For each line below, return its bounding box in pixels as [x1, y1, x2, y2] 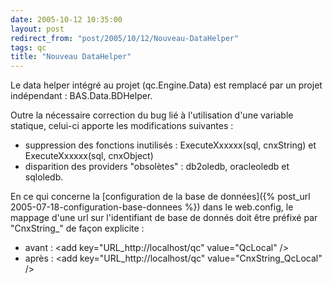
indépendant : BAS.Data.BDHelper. [10, 90, 153, 102]
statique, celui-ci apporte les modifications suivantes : [10, 120, 234, 132]
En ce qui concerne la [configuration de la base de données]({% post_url [10, 191, 311, 203]
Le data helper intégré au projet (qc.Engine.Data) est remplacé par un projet [10, 79, 323, 91]
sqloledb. [24, 171, 64, 183]
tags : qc [10, 42, 47, 53]
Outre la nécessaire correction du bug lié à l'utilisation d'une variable [10, 109, 294, 121]
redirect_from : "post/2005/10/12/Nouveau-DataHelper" [10, 33, 240, 43]
